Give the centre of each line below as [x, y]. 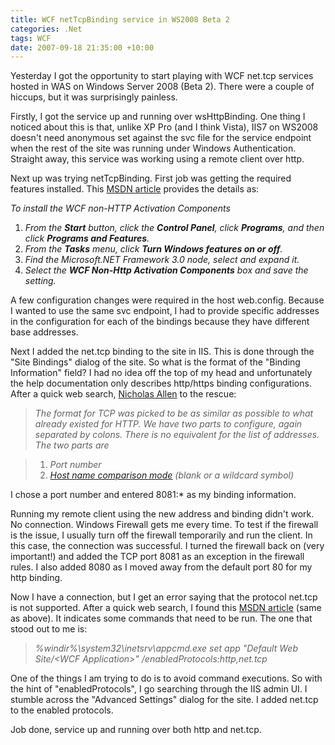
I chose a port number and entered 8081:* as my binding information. [153, 495]
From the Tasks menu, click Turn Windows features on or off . [153, 249]
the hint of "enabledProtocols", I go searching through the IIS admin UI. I [159, 689]
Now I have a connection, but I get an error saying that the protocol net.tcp [164, 597]
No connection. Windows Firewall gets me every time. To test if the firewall [164, 525]
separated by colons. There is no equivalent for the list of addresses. [177, 435]
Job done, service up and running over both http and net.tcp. [136, 730]
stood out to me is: [49, 629]
